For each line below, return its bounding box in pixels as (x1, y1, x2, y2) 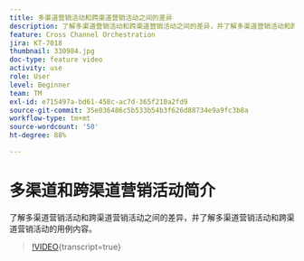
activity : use (9, 64, 63, 73)
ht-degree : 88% (9, 131, 67, 140)
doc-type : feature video (9, 55, 103, 64)
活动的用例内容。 (33, 223, 97, 234)
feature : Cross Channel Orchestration (9, 30, 156, 39)
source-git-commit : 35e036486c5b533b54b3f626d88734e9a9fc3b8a (9, 106, 249, 115)
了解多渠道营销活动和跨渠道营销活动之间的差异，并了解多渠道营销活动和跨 (9, 211, 287, 222)
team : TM (9, 89, 43, 98)
